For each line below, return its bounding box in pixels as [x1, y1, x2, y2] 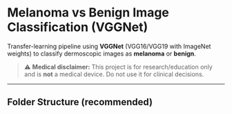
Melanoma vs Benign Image [7, 5, 169, 21]
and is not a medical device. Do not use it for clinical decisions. [23, 70, 204, 78]
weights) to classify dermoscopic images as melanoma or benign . [7, 49, 197, 58]
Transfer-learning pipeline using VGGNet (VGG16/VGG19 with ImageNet [7, 42, 211, 50]
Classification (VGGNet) [7, 19, 148, 35]
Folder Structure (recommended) [7, 96, 153, 108]
